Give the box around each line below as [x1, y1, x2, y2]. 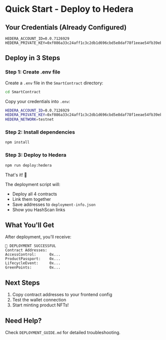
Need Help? [5, 316, 42, 325]
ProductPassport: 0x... [5, 257, 61, 262]
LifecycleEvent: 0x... [5, 261, 61, 266]
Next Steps [5, 278, 40, 287]
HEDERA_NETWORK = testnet [5, 117, 54, 122]
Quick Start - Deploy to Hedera [5, 3, 133, 15]
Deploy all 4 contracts [12, 191, 57, 197]
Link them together [12, 196, 51, 202]
